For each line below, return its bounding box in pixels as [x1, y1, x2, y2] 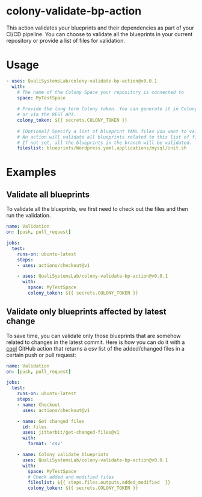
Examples [6, 166, 57, 179]
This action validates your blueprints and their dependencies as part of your [6, 24, 194, 31]
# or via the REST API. [17, 111, 77, 118]
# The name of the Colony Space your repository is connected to [17, 89, 185, 95]
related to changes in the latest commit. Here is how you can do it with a [6, 339, 185, 346]
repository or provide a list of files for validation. [6, 37, 125, 44]
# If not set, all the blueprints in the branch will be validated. [17, 140, 192, 146]
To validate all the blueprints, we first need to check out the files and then [6, 205, 188, 213]
